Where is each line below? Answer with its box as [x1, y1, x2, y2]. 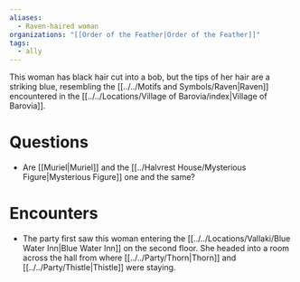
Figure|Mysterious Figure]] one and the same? [22, 172, 196, 183]
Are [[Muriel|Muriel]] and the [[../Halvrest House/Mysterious [22, 162, 247, 173]
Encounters [9, 203, 98, 224]
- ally [17, 47, 42, 56]
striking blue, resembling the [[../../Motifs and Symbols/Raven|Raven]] [9, 81, 269, 92]
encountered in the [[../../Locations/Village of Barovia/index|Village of [9, 91, 268, 102]
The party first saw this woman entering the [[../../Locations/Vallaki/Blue [22, 233, 291, 244]
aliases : [9, 13, 42, 23]
